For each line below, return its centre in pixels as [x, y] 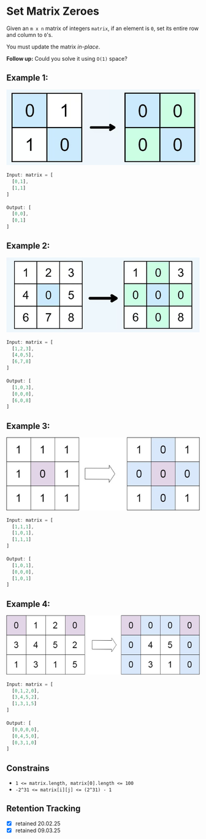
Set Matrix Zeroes [53, 11]
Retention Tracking [44, 809]
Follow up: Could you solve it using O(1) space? [67, 58]
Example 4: [28, 604]
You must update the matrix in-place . [53, 47]
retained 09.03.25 [38, 830]
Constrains [28, 768]
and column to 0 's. [30, 34]
